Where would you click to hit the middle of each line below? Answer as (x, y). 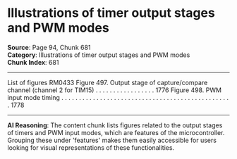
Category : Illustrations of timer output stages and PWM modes (99, 55)
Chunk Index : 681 (33, 62)
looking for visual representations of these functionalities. (91, 147)
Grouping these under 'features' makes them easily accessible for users (112, 140)
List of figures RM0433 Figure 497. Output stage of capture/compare (108, 82)
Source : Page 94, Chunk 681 (49, 47)
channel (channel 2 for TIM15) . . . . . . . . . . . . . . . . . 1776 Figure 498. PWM (115, 90)
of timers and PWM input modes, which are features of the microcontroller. (116, 132)
